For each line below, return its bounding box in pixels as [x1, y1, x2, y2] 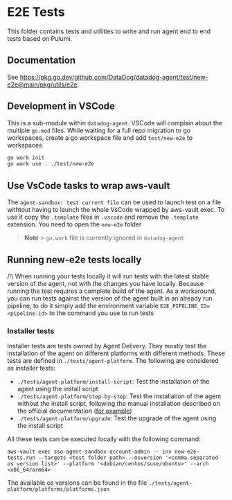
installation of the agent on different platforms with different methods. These [7, 349, 225, 357]
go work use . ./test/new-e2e [7, 161, 95, 168]
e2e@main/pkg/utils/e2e [7, 80, 78, 89]
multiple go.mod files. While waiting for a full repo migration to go [7, 126, 191, 134]
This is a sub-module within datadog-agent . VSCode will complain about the [7, 118, 223, 127]
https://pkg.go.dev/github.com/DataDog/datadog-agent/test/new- [19, 73, 209, 81]
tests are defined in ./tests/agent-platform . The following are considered [7, 357, 220, 365]
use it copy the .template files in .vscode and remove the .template [7, 213, 199, 222]
